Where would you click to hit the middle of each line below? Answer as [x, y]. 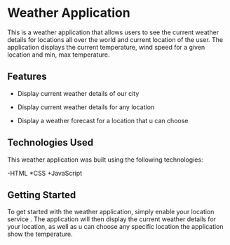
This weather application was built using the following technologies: [105, 160]
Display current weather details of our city [78, 93]
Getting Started [42, 195]
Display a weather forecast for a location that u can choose [103, 120]
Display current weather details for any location [86, 107]
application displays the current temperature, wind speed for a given [106, 47]
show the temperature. [40, 234]
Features [27, 77]
